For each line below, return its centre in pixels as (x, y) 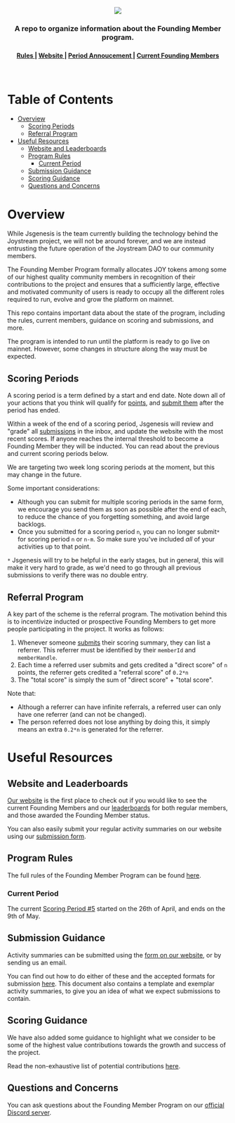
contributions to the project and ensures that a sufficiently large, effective (113, 285)
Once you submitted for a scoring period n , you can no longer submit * (119, 532)
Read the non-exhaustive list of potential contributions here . (94, 1065)
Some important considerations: (54, 488)
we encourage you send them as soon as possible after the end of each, (122, 509)
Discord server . (29, 1112)
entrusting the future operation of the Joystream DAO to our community (111, 248)
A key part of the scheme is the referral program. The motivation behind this (117, 614)
